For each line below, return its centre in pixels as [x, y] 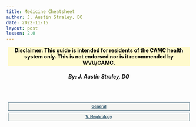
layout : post [22, 28]
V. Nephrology [99, 116]
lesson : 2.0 [21, 34]
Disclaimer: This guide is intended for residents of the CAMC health [99, 50]
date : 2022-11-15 [27, 22]
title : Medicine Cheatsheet [41, 12]
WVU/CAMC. [99, 63]
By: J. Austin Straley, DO [99, 76]
